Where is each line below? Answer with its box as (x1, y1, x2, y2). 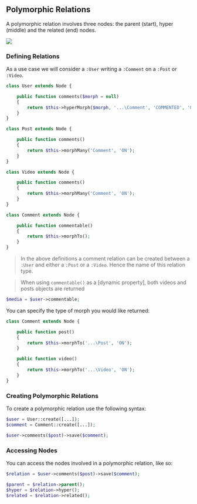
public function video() (16, 356, 77, 362)
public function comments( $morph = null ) (16, 93, 119, 99)
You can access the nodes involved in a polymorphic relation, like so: (6, 459, 173, 466)
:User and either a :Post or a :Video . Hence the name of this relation (20, 261, 186, 269)
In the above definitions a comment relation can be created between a (20, 255, 190, 262)
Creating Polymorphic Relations (6, 391, 98, 400)
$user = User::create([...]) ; (6, 417, 80, 422)
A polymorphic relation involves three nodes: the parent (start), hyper (6, 20, 174, 27)
